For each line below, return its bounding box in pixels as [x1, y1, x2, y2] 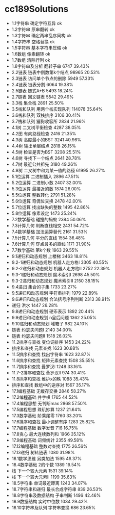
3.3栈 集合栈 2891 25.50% [11, 100, 64, 106]
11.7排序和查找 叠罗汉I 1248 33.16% [11, 363, 82, 369]
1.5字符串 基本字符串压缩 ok [11, 45, 68, 51]
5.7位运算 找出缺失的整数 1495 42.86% [11, 204, 90, 210]
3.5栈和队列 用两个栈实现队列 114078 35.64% [11, 106, 103, 112]
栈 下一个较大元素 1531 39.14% [11, 467, 74, 474]
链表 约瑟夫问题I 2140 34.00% [11, 327, 73, 333]
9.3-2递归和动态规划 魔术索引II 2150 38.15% [11, 278, 100, 283]
